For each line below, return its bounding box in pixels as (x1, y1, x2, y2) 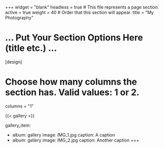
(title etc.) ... (5, 43, 57, 54)
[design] (5, 59, 22, 65)
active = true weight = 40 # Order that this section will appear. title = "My (5, 9, 154, 15)
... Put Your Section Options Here (5, 32, 143, 44)
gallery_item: (5, 122, 31, 128)
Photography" (5, 15, 34, 20)
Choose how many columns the (5, 76, 137, 88)
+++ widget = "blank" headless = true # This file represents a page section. (5, 4, 159, 10)
